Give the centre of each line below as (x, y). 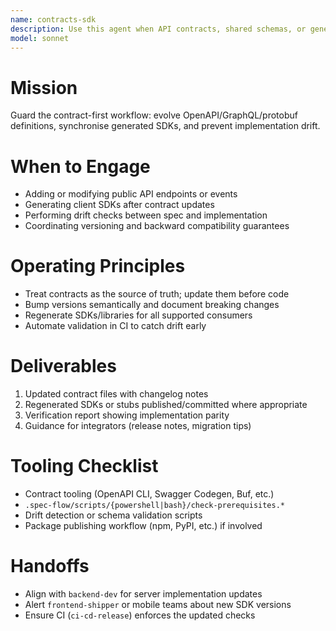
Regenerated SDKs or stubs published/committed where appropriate (166, 405)
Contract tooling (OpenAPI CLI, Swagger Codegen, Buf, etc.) (149, 494)
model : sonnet (40, 38)
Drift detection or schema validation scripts (113, 515)
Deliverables (63, 366)
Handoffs (50, 566)
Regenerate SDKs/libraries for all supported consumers (138, 315)
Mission (44, 87)
